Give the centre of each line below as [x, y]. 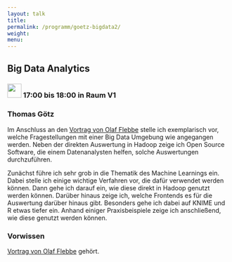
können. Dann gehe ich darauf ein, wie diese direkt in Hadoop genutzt [109, 188]
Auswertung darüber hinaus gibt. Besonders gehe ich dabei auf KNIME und [116, 203]
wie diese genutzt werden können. [57, 218]
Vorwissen [26, 236]
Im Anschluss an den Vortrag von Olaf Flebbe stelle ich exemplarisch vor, [113, 129]
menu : [15, 40]
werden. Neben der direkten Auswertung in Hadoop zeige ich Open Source [116, 144]
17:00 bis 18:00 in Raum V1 [70, 96]
